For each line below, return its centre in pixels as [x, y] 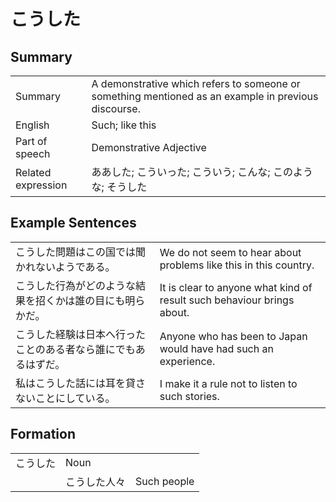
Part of [31, 141]
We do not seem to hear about [230, 252]
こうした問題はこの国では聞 [81, 252]
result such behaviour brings [227, 300]
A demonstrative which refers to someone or [196, 83]
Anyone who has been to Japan [233, 336]
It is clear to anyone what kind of [236, 287]
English [32, 125]
